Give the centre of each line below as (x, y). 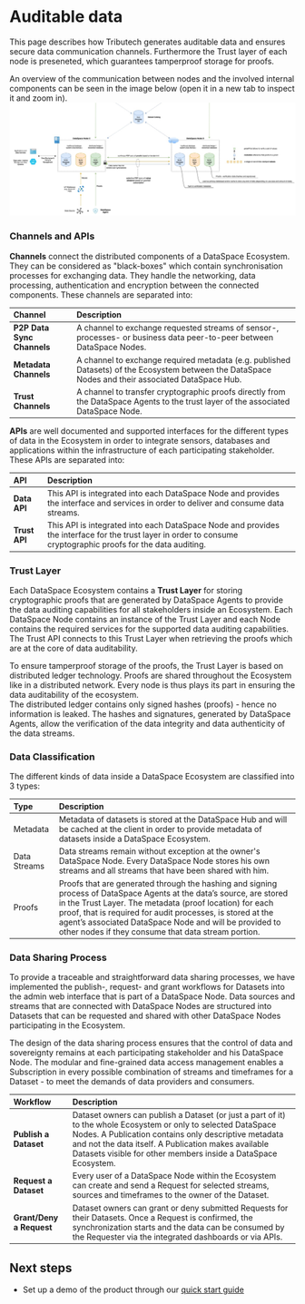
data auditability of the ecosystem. (74, 695)
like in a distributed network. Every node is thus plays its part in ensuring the (152, 685)
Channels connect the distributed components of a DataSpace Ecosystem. (150, 256)
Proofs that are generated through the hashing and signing (168, 883)
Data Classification (52, 757)
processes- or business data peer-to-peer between (175, 338)
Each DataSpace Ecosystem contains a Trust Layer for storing (126, 591)
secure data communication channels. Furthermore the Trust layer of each (148, 51)
